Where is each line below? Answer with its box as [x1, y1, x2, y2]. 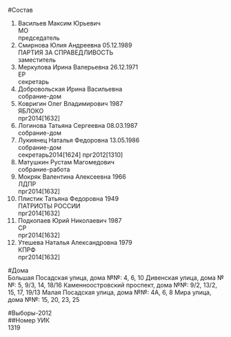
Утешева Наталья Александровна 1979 [17, 239, 133, 246]
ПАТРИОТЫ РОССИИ [17, 202, 81, 210]
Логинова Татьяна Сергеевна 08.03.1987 [17, 122, 138, 129]
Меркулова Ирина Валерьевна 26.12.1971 [17, 63, 139, 71]
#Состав [8, 6, 33, 14]
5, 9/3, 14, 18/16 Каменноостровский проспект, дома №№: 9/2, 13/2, [17, 281, 218, 289]
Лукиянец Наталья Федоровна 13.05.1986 [17, 136, 140, 144]
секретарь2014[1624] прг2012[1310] [17, 151, 123, 159]
